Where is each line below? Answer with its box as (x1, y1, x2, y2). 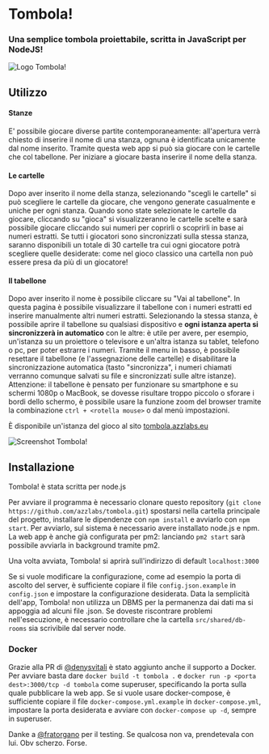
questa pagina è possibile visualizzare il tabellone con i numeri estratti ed (8, 303, 252, 312)
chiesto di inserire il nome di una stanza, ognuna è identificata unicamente (8, 135, 256, 145)
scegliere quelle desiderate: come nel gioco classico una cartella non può (8, 248, 254, 259)
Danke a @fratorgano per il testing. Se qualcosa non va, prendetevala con (8, 729, 254, 739)
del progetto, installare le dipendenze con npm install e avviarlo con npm (8, 515, 250, 524)
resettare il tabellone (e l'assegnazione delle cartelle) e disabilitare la (8, 354, 237, 364)
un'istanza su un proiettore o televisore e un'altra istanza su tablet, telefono (8, 337, 260, 346)
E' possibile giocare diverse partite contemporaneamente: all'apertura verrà (8, 126, 261, 136)
